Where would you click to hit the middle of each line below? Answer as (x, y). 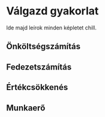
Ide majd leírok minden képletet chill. (52, 28)
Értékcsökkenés (37, 87)
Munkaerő (26, 108)
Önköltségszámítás (43, 46)
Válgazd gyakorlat (52, 11)
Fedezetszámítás (39, 67)
